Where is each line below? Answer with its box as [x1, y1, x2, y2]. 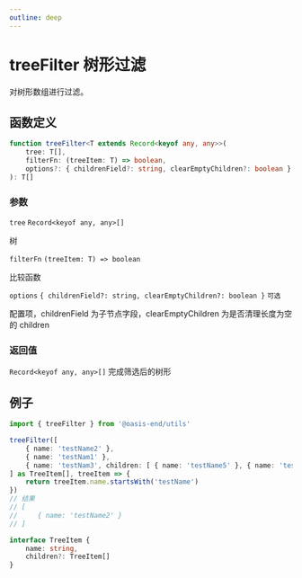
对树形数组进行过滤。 [9, 86, 88, 97]
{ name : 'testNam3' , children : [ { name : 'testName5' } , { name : [25, 460, 276, 470]
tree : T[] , [25, 147, 67, 157]
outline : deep [9, 13, 63, 22]
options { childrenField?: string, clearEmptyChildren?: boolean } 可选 [9, 291, 281, 301]
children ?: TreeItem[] [25, 552, 111, 562]
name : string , [25, 544, 78, 553]
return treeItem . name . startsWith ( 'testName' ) [25, 477, 200, 486]
